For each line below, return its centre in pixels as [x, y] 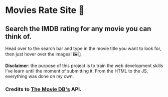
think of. [18, 36]
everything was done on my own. [40, 76]
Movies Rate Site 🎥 [45, 10]
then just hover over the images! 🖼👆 [43, 54]
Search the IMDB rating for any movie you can [78, 29]
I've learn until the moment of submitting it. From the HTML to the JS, [77, 71]
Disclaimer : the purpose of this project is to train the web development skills [84, 65]
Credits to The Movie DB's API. [43, 89]
